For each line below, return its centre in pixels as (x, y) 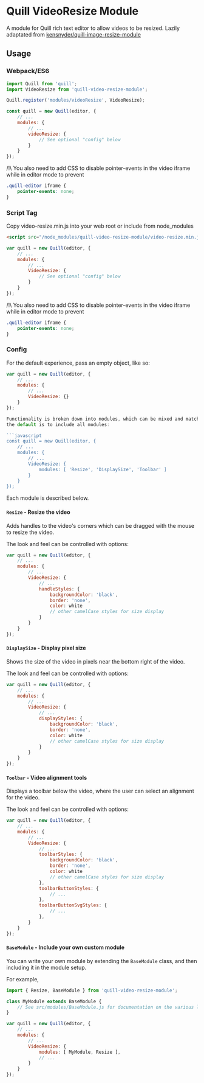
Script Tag (22, 212)
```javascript (24, 436)
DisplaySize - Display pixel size (46, 648)
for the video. (23, 797)
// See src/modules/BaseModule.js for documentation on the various (106, 1007)
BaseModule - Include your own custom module (65, 947)
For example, (23, 979)
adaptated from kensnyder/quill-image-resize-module (74, 34)
